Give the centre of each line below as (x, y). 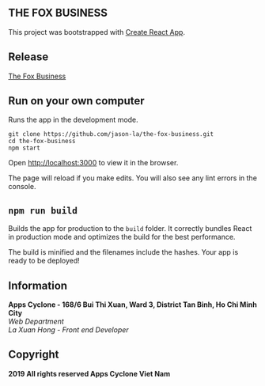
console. (23, 187)
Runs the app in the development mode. (73, 120)
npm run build (43, 210)
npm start (25, 148)
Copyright (34, 355)
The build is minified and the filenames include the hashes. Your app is (123, 252)
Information (38, 285)
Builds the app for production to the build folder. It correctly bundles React (130, 229)
